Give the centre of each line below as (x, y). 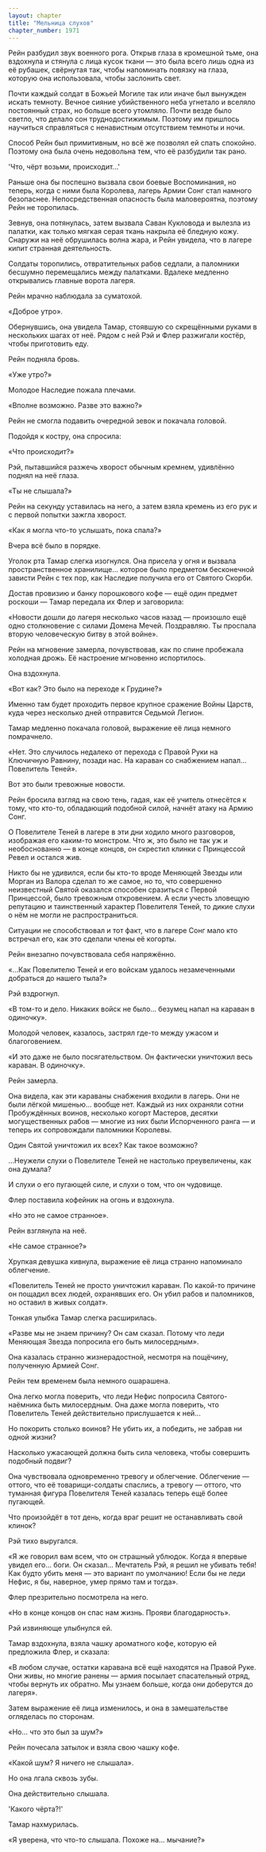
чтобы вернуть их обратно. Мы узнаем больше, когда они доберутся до (131, 1684)
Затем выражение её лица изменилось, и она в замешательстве (118, 1708)
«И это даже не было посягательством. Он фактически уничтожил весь (131, 1057)
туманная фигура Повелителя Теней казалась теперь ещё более (118, 1493)
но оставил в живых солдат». (58, 1302)
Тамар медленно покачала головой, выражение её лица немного (120, 728)
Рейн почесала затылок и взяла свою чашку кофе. (94, 1748)
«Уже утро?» (30, 375)
